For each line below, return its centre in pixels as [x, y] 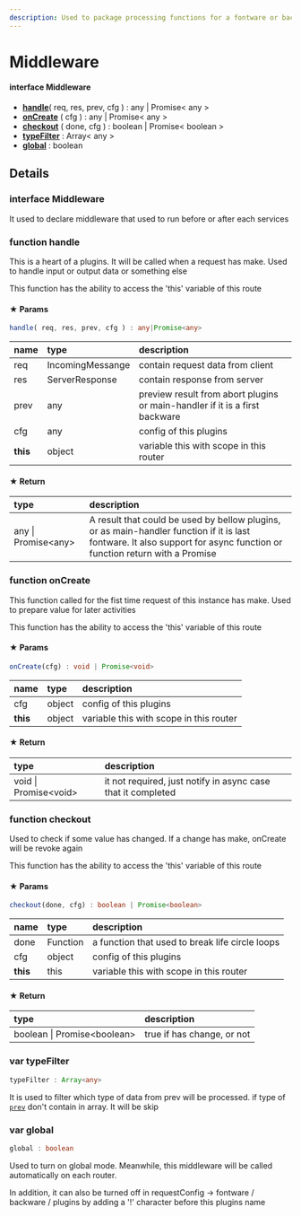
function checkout [50, 819]
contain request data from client [206, 365]
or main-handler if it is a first [199, 406]
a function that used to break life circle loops [186, 942]
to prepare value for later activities [73, 609]
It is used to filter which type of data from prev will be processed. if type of [147, 1097]
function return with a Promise [153, 554]
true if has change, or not [198, 1035]
